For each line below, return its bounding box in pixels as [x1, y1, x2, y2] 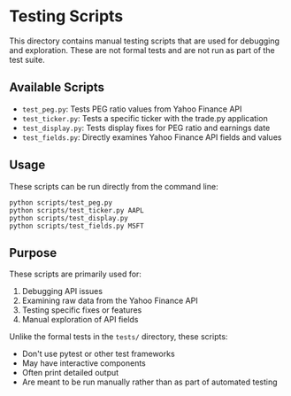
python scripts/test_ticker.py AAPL [9, 206, 144, 214]
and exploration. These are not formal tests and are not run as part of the [9, 44, 276, 55]
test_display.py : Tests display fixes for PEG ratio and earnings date [21, 122, 271, 133]
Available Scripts [9, 80, 104, 95]
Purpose [9, 245, 57, 260]
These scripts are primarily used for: [9, 268, 142, 280]
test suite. [9, 54, 46, 65]
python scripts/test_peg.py [9, 198, 113, 207]
